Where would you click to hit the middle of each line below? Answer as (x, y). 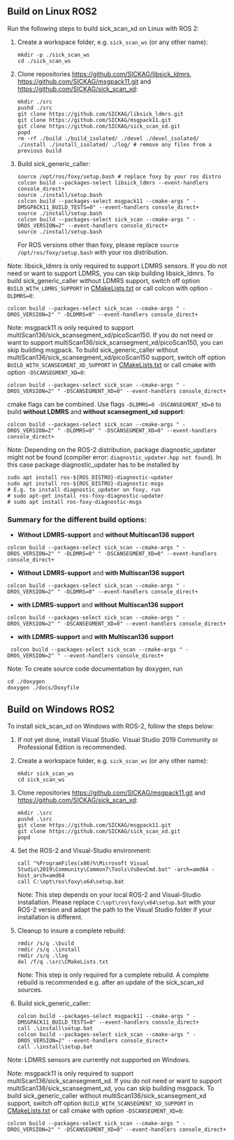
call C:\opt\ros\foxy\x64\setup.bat (71, 881)
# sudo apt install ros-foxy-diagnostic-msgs (74, 502)
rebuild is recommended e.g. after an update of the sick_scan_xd (110, 982)
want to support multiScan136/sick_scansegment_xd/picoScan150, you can (115, 342)
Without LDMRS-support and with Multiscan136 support (101, 573)
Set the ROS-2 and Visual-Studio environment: (84, 850)
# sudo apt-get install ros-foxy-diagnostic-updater (86, 496)
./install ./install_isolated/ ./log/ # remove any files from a (114, 144)
